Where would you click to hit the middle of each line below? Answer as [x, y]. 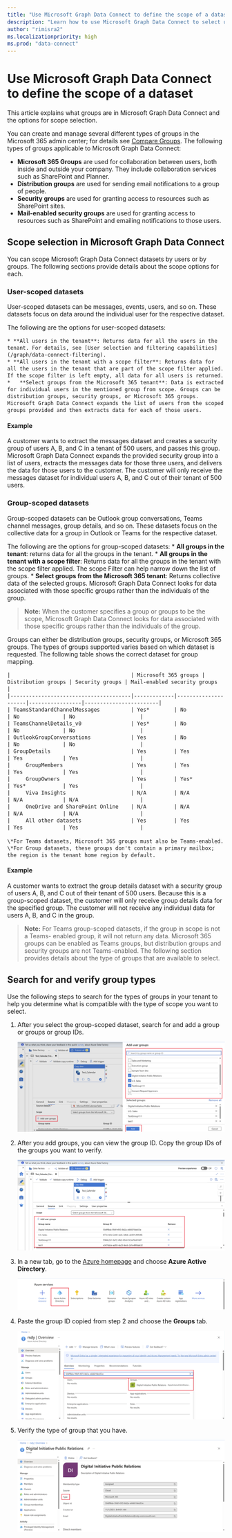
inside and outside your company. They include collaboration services [117, 169]
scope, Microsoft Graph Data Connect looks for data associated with [122, 618]
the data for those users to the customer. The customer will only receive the [115, 470]
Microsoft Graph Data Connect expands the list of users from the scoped [116, 404]
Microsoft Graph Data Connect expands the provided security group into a [113, 456]
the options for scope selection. [52, 120]
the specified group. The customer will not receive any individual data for [111, 908]
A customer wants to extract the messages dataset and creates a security [112, 441]
